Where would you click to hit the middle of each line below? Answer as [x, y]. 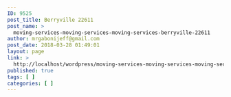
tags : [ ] [21, 77]
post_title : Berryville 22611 [51, 20]
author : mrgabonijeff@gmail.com [53, 39]
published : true [30, 70]
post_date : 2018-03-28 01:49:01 [53, 45]
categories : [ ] [30, 83]
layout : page [26, 52]
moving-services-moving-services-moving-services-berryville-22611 [112, 32]
